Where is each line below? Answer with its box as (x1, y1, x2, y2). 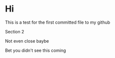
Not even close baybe (5, 38, 49, 44)
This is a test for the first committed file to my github (5, 19, 111, 25)
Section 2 (5, 29, 24, 34)
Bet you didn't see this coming (5, 47, 66, 53)
